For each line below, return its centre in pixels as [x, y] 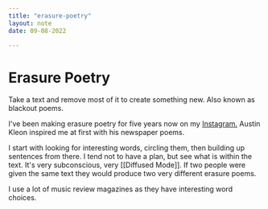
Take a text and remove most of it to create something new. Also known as [132, 100]
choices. [23, 198]
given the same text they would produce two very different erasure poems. [132, 174]
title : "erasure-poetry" [50, 16]
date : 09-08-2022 [37, 31]
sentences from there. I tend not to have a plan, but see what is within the [130, 157]
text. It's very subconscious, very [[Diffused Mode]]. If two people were [127, 165]
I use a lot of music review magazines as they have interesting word [121, 189]
